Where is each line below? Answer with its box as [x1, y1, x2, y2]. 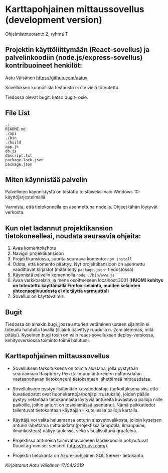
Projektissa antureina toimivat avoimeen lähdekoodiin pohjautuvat [12, 437, 148, 443]
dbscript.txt [5, 153, 33, 158]
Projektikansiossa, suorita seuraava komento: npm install [12, 256, 132, 262]
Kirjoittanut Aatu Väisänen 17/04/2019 [5, 462, 84, 468]
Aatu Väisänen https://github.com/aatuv [5, 75, 88, 81]
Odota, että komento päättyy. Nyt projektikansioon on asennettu [12, 261, 145, 267]
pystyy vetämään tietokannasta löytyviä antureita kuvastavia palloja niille [12, 396, 163, 402]
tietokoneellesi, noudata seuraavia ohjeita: [5, 232, 141, 240]
